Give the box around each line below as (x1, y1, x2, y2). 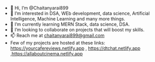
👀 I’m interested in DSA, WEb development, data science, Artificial (10, 10, 150, 16)
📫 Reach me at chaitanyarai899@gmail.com (10, 32, 105, 38)
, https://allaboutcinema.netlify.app (10, 51, 83, 56)
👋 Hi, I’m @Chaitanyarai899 (10, 5, 69, 11)
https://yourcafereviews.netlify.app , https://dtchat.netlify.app (10, 45, 141, 51)
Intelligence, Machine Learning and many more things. (10, 16, 126, 22)
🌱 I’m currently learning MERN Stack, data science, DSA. (10, 21, 130, 27)
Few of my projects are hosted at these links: (10, 40, 105, 46)
